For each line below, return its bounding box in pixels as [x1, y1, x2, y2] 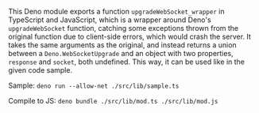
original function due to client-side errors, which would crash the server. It [8, 32, 252, 41]
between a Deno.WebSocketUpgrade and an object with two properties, [8, 49, 234, 58]
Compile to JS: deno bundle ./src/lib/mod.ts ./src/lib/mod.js [8, 96, 218, 105]
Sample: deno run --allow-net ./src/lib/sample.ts [8, 81, 180, 90]
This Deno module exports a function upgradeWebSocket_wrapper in [8, 7, 225, 16]
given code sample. [8, 66, 73, 74]
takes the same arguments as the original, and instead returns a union [8, 40, 237, 50]
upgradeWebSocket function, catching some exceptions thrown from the [8, 24, 239, 32]
